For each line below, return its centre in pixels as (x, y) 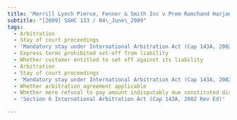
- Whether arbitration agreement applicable (80, 86)
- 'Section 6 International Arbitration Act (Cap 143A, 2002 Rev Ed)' (120, 100)
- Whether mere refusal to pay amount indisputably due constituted (116, 92)
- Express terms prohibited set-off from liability (91, 54)
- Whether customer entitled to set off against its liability (108, 60)
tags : (15, 27)
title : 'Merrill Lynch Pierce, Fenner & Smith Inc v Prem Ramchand (109, 14)
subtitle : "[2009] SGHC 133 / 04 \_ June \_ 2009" (77, 20)
